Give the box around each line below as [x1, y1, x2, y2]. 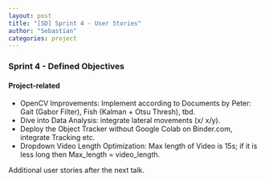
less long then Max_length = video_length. [19, 150, 161, 159]
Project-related [8, 80, 60, 90]
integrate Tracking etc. [19, 133, 96, 142]
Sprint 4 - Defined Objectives [8, 61, 125, 72]
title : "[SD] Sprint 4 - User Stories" [8, 19, 142, 27]
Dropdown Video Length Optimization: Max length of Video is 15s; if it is [19, 142, 258, 151]
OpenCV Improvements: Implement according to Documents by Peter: [19, 98, 251, 109]
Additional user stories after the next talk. [8, 166, 145, 175]
